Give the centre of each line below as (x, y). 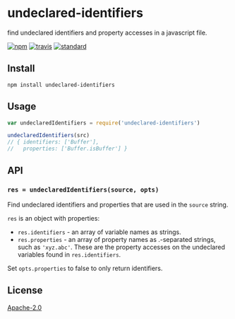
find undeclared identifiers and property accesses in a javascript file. (107, 33)
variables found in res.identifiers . (69, 254)
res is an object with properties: (54, 218)
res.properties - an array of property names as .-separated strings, (116, 239)
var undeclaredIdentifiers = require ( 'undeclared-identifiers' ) (104, 123)
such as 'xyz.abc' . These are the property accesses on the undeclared (121, 247)
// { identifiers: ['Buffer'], (53, 142)
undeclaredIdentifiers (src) (49, 136)
